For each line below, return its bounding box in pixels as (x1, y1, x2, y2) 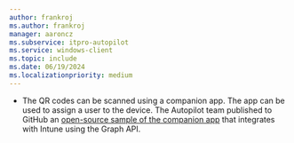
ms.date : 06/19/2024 (9, 63, 86, 72)
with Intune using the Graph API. (21, 123, 141, 134)
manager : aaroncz (9, 29, 74, 38)
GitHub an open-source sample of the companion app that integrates (21, 114, 275, 124)
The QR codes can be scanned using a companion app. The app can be (21, 95, 286, 106)
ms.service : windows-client (9, 46, 114, 55)
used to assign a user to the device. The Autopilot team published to (21, 104, 273, 115)
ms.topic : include (9, 54, 77, 63)
